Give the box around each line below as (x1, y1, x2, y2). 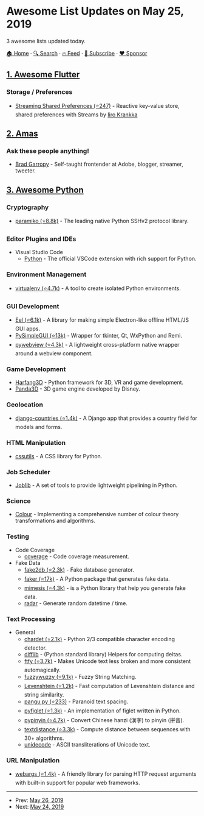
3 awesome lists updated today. (6, 37, 86, 44)
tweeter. (15, 167, 36, 174)
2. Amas (6, 129, 38, 139)
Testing (6, 532, 29, 541)
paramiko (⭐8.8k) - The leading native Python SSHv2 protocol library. (15, 218, 189, 224)
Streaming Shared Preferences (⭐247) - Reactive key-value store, (15, 102, 180, 109)
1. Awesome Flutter (6, 69, 80, 80)
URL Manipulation (6, 756, 60, 764)
